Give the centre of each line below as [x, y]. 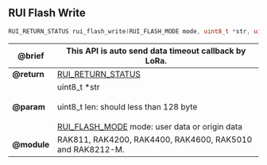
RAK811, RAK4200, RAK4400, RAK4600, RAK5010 [155, 140]
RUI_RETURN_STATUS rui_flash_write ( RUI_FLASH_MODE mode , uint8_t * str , [129, 31]
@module [31, 144]
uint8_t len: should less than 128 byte [127, 106]
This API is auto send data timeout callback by [156, 51]
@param [29, 106]
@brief [31, 56]
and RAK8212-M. [91, 149]
